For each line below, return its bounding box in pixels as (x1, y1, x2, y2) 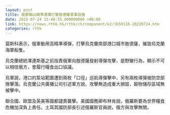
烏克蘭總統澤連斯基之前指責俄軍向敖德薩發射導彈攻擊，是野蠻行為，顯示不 (5, 57, 160, 64)
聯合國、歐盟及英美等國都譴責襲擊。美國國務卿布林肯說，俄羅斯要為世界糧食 (5, 98, 165, 104)
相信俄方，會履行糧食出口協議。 (9, 64, 76, 70)
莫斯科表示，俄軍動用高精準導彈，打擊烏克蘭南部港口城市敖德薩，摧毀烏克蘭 (5, 41, 165, 47)
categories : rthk (5, 26, 42, 31)
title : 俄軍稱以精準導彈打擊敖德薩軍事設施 (5, 12, 86, 17)
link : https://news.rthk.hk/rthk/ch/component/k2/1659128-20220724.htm (5, 21, 159, 27)
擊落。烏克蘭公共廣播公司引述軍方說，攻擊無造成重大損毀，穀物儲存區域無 (9, 81, 165, 87)
